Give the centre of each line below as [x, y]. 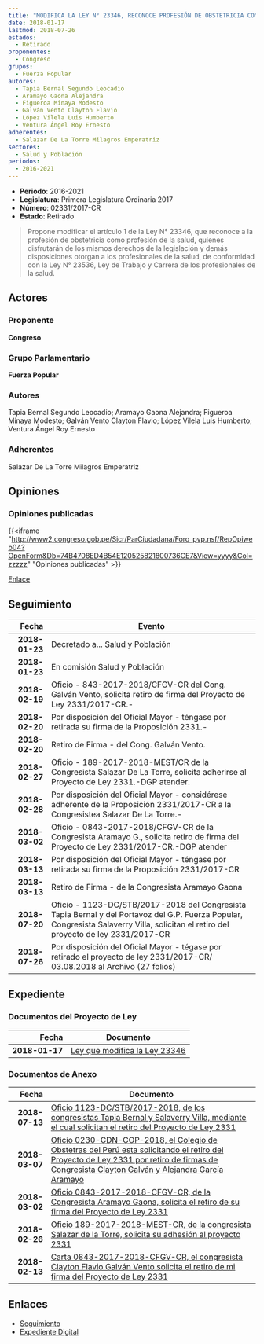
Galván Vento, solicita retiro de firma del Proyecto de [148, 695]
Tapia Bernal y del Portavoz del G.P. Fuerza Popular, [147, 915]
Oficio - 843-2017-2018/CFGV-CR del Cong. [138, 685]
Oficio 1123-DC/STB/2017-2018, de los [128, 1107]
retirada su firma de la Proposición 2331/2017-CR [145, 869]
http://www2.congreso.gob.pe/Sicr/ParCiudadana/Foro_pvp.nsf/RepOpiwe [132, 539]
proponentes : [29, 52]
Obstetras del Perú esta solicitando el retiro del [137, 1150]
